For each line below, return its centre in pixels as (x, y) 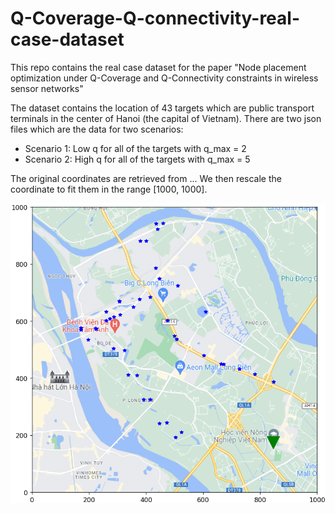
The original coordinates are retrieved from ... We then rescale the (146, 178)
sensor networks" (47, 88)
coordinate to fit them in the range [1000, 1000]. (109, 189)
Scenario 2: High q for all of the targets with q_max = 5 (137, 159)
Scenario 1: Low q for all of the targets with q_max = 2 (135, 148)
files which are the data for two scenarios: (97, 129)
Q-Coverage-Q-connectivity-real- (155, 18)
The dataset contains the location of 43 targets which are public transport (162, 108)
